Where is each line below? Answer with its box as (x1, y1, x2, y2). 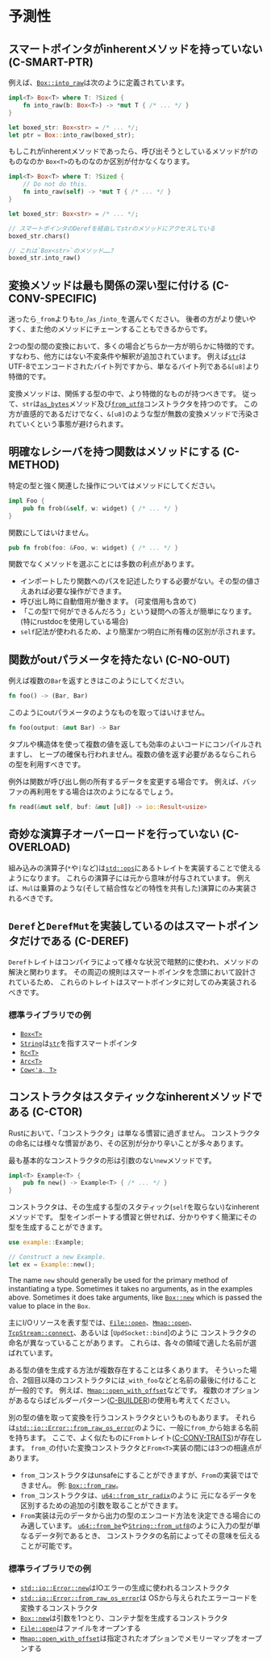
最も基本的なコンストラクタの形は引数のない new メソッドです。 (8, 1155, 216, 1165)
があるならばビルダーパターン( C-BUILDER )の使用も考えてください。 (8, 1395, 235, 1405)
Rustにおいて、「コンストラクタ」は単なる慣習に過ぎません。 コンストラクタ (8, 1128, 261, 1138)
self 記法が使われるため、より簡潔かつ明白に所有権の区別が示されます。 (19, 627, 261, 637)
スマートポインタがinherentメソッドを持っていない (8, 42, 263, 56)
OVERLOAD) (8, 841, 71, 854)
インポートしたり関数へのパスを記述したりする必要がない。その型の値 (19, 576, 254, 586)
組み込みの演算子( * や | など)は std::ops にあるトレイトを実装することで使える (8, 862, 262, 873)
